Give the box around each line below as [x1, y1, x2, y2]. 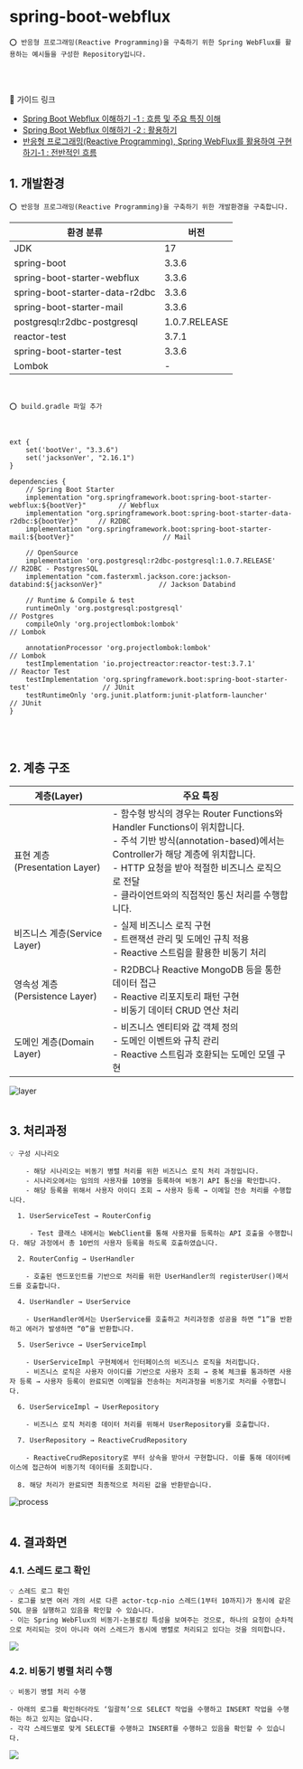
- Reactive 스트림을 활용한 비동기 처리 [112, 946, 268, 959]
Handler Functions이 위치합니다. [112, 820, 245, 833]
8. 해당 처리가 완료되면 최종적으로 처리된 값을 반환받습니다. [17, 1480, 213, 1490]
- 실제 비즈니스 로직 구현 [112, 919, 212, 932]
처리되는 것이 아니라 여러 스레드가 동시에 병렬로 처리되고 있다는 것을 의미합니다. [25, 1625, 287, 1634]
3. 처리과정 [9, 1123, 68, 1139]
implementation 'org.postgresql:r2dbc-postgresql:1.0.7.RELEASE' [25, 556, 277, 565]
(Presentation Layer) [14, 861, 101, 874]
